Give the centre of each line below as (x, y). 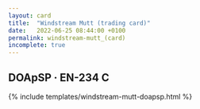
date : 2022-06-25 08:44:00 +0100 (67, 30)
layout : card (30, 16)
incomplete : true (37, 45)
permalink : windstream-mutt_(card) (67, 38)
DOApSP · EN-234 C (59, 78)
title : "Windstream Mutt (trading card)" (79, 23)
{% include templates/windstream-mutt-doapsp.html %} (100, 96)
